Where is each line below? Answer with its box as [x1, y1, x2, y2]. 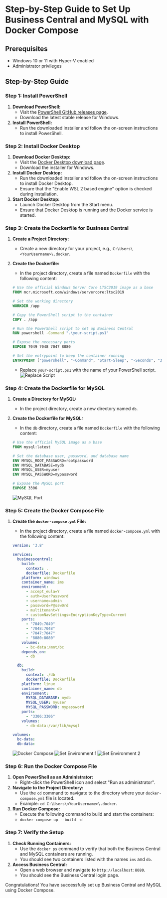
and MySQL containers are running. [19, 851, 93, 857]
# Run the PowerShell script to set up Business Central [12, 326, 134, 331]
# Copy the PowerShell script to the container [12, 312, 113, 317]
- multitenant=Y [25, 607, 60, 612]
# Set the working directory [12, 299, 73, 304]
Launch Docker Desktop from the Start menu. [19, 201, 114, 207]
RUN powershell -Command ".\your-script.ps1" [12, 330, 109, 336]
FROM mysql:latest [12, 445, 51, 449]
